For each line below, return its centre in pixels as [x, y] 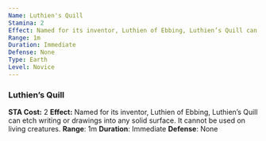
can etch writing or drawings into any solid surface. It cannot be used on [127, 120]
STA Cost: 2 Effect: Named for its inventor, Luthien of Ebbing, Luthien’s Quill [133, 112]
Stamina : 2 [26, 23]
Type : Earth [28, 60]
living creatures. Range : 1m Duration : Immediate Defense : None [113, 129]
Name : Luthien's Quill [46, 15]
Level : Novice [32, 67]
